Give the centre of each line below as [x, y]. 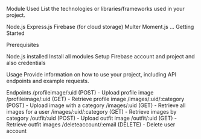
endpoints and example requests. [48, 81]
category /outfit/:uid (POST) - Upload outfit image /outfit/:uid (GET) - [91, 118]
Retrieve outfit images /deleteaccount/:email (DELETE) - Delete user [91, 125]
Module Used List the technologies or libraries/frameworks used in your [96, 9]
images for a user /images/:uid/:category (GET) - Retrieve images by [91, 112]
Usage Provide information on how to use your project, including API [91, 74]
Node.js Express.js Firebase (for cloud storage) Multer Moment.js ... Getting [100, 27]
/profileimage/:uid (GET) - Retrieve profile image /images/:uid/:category [95, 99]
